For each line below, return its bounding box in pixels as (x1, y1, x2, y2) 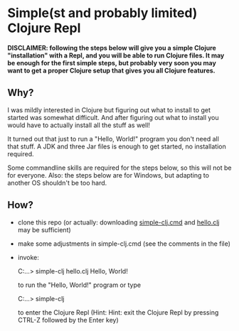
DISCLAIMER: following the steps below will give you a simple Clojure (7, 43, 217, 52)
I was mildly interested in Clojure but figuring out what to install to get (7, 105, 211, 114)
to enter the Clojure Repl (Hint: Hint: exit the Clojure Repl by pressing (17, 308, 219, 317)
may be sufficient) (17, 225, 71, 234)
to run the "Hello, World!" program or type (17, 281, 141, 289)
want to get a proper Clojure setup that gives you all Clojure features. (7, 66, 216, 75)
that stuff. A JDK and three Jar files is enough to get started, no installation (7, 142, 226, 151)
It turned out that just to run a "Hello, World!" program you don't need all (7, 134, 219, 143)
